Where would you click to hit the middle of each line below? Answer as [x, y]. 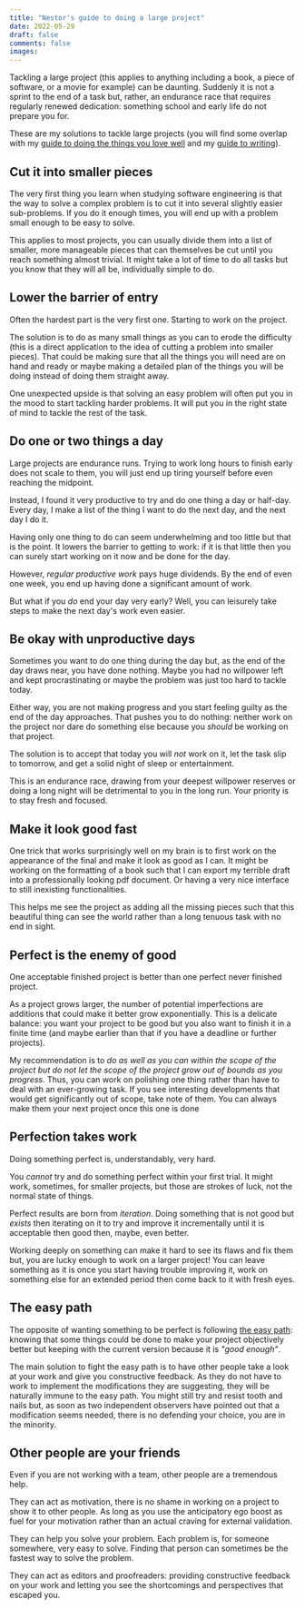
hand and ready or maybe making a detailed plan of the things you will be [147, 366]
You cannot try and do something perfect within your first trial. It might [142, 1176]
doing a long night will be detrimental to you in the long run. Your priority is [149, 791]
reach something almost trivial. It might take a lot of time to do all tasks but [149, 259]
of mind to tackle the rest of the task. [79, 412]
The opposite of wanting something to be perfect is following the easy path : [151, 1329]
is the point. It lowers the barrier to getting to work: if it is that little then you [150, 547]
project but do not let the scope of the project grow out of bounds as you [146, 1070]
